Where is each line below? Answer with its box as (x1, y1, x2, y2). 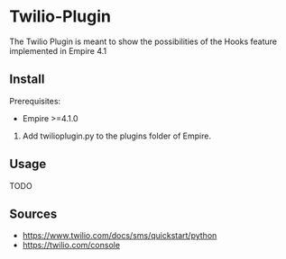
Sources (9, 206, 58, 221)
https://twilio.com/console (22, 240, 120, 251)
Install (9, 72, 45, 87)
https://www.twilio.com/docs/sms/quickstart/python (22, 230, 217, 241)
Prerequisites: (9, 95, 61, 106)
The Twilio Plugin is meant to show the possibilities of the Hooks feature (9, 36, 278, 47)
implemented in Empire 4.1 (9, 45, 107, 56)
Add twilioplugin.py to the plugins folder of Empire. (22, 130, 212, 141)
